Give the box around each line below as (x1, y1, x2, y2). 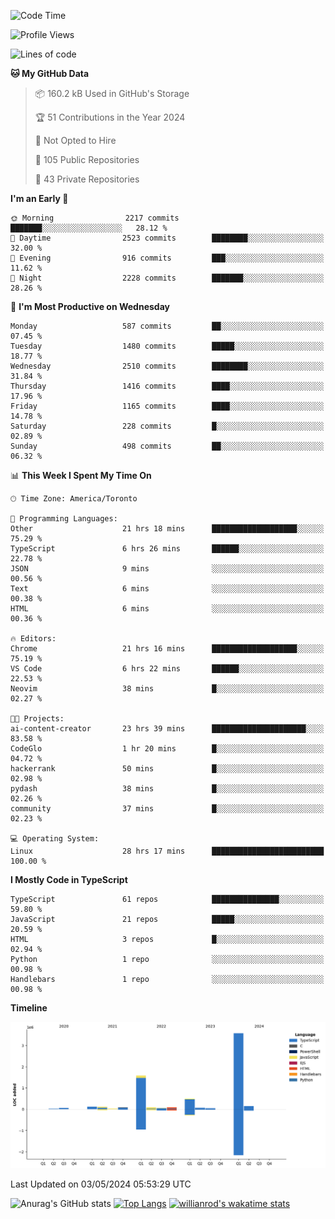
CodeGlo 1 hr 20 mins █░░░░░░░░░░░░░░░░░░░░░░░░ (10, 744, 325, 754)
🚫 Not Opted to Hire (34, 135, 117, 146)
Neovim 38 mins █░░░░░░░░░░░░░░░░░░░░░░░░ (10, 684, 325, 694)
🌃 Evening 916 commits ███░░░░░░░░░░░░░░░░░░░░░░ (10, 253, 325, 263)
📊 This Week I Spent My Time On (10, 470, 152, 481)
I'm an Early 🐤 (10, 193, 69, 204)
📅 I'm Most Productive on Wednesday (10, 301, 170, 312)
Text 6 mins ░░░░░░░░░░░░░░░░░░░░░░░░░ (10, 584, 325, 594)
